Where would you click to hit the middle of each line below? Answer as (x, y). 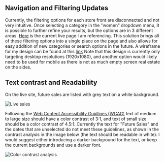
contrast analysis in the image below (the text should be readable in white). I (82, 134)
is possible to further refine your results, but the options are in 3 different (79, 30)
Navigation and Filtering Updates (57, 8)
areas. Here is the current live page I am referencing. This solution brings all (82, 35)
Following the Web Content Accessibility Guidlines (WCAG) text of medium (81, 113)
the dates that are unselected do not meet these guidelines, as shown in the (82, 129)
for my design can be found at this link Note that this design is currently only (82, 51)
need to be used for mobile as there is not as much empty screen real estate (82, 62)
